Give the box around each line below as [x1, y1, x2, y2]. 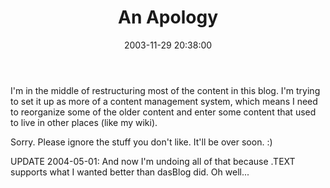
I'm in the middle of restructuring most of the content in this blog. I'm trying [10, 84, 321, 96]
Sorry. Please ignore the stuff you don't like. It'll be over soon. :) [10, 136, 273, 148]
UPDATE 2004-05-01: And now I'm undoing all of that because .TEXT [10, 155, 296, 167]
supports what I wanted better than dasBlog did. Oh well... [10, 166, 250, 178]
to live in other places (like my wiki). [10, 116, 158, 128]
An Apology [117, 6, 218, 29]
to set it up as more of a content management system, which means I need [10, 95, 318, 107]
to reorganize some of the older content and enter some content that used [10, 106, 317, 118]
